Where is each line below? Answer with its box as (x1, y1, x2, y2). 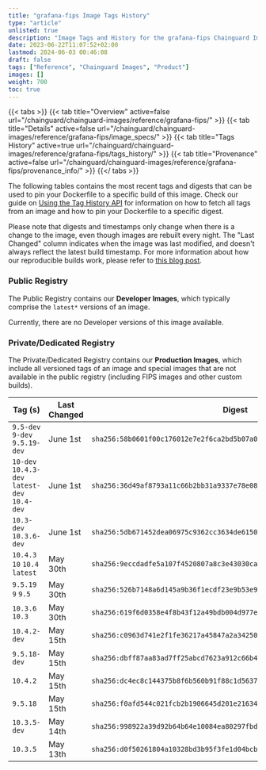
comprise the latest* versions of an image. (8, 302, 150, 312)
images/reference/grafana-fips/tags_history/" (8, 149, 157, 159)
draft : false (8, 56, 51, 64)
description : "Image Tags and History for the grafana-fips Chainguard (8, 33, 249, 42)
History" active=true (8, 140, 74, 151)
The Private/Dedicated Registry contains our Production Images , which (8, 354, 242, 365)
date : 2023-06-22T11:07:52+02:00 (8, 41, 119, 49)
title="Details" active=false (8, 124, 96, 133)
